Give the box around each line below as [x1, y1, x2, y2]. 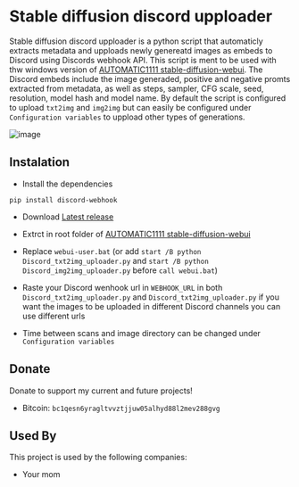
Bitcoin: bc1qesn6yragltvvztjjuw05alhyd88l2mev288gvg [21, 402, 220, 413]
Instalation [9, 154, 70, 170]
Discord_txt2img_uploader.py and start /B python [21, 255, 210, 266]
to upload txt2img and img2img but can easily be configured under [9, 102, 252, 112]
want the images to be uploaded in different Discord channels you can [21, 301, 281, 311]
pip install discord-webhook [9, 195, 118, 204]
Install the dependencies [21, 178, 113, 189]
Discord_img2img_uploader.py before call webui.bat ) [21, 265, 219, 276]
